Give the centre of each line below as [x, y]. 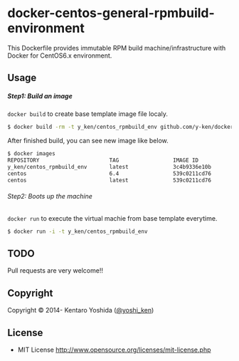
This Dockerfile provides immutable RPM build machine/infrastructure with [117, 48]
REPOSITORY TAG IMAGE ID [103, 161]
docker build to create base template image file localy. [88, 114]
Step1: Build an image [40, 96]
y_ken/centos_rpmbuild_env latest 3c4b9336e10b [110, 167]
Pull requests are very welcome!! [55, 271]
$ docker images [31, 154]
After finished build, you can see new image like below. [88, 141]
